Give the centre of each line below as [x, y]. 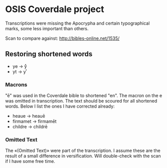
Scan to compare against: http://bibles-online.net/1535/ [62, 38]
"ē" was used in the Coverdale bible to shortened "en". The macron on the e [84, 96]
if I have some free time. [30, 161]
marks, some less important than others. [47, 28]
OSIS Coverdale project [55, 9]
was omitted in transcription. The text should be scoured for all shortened [81, 101]
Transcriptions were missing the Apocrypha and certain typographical [77, 23]
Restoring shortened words [49, 54]
